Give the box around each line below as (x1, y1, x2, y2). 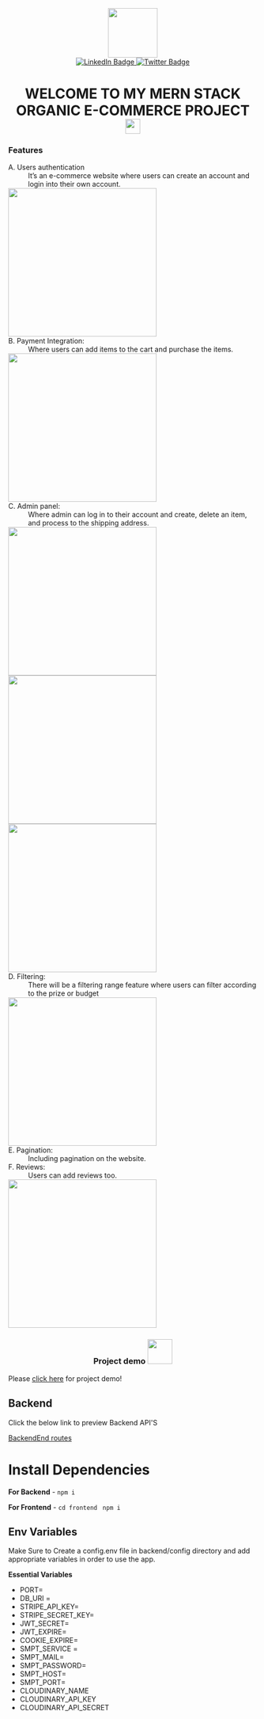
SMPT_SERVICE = (19, 1644, 78, 1653)
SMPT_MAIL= (19, 1653, 65, 1662)
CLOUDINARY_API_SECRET (19, 1703, 110, 1713)
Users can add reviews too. (28, 1171, 117, 1180)
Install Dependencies (8, 1460, 150, 1478)
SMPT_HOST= (19, 1669, 67, 1679)
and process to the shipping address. (28, 518, 149, 528)
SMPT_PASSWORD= (19, 1661, 87, 1671)
